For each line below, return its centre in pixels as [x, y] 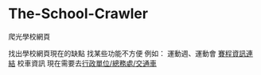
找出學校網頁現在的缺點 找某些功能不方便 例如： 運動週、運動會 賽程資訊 [127, 53]
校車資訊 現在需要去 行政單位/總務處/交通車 [87, 63]
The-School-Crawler [78, 14]
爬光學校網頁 [29, 36]
